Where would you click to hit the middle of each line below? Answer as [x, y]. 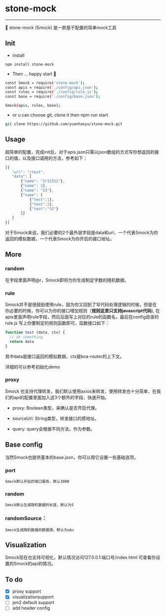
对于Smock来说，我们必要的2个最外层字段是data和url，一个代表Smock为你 [82, 233]
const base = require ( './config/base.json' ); [53, 97]
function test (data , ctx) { [35, 332]
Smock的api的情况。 [35, 564]
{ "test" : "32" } [44, 209]
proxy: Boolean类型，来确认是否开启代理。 [56, 408]
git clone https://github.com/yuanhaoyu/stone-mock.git [64, 124]
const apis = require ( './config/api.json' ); [52, 87]
